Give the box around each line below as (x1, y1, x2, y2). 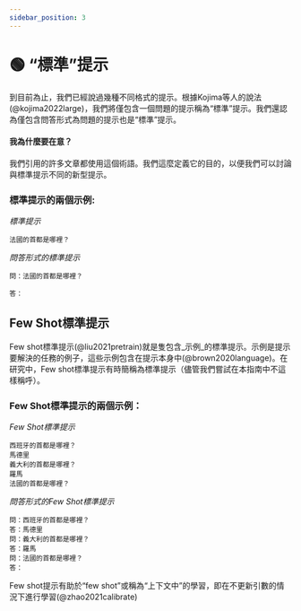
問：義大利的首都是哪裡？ (9, 535, 90, 544)
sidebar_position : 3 (9, 13, 87, 22)
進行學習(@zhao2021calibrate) (24, 591, 138, 602)
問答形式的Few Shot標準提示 (9, 496, 115, 507)
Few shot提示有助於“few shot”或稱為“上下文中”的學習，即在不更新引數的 (9, 580, 278, 591)
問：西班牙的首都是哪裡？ (9, 516, 90, 525)
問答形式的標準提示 (9, 252, 81, 263)
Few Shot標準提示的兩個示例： (9, 399, 142, 412)
